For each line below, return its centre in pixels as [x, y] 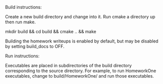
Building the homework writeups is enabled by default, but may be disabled [82, 41]
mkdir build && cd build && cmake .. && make [51, 31]
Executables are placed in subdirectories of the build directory [68, 65]
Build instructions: [23, 7]
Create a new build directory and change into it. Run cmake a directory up [80, 17]
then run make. [20, 22]
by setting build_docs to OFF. [35, 46]
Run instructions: [22, 56]
